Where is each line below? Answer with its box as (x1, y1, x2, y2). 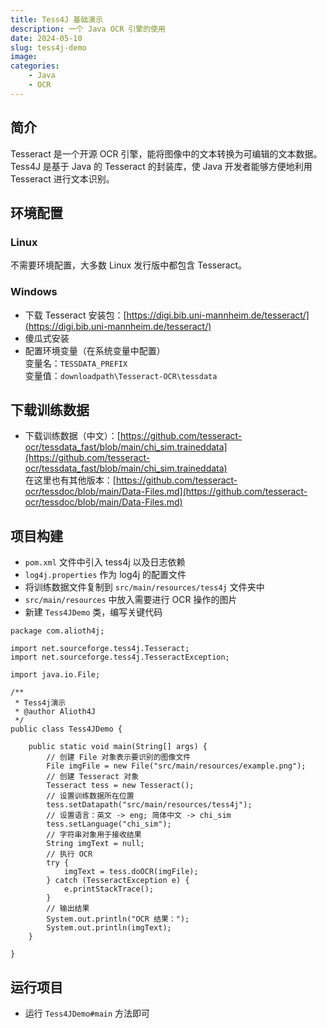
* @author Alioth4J (14, 707, 97, 717)
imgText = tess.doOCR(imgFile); (63, 867, 199, 877)
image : (10, 52, 38, 62)
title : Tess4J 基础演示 (10, 14, 103, 25)
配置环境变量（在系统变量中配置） (24, 344, 166, 356)
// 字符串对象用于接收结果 (46, 830, 142, 840)
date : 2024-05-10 (10, 33, 83, 43)
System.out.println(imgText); (46, 923, 172, 933)
